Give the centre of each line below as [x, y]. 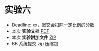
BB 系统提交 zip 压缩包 [35, 43]
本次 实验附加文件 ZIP [34, 37]
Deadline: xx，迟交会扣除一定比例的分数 [53, 25]
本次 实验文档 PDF [30, 31]
